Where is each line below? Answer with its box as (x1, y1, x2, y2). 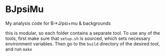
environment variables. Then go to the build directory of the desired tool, (5, 40, 160, 46)
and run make (5, 46, 32, 52)
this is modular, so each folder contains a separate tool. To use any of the (5, 30, 160, 36)
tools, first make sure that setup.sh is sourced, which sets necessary (5, 35, 151, 41)
